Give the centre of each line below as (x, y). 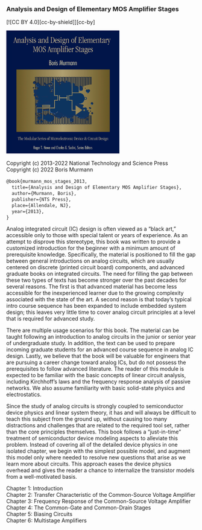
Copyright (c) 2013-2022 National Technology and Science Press (87, 163)
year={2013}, (28, 211)
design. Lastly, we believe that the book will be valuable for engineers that (98, 356)
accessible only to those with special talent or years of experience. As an (97, 235)
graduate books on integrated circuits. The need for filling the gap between (99, 273)
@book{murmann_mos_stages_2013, (47, 181)
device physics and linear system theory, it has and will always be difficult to (101, 412)
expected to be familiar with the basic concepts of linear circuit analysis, (96, 375)
